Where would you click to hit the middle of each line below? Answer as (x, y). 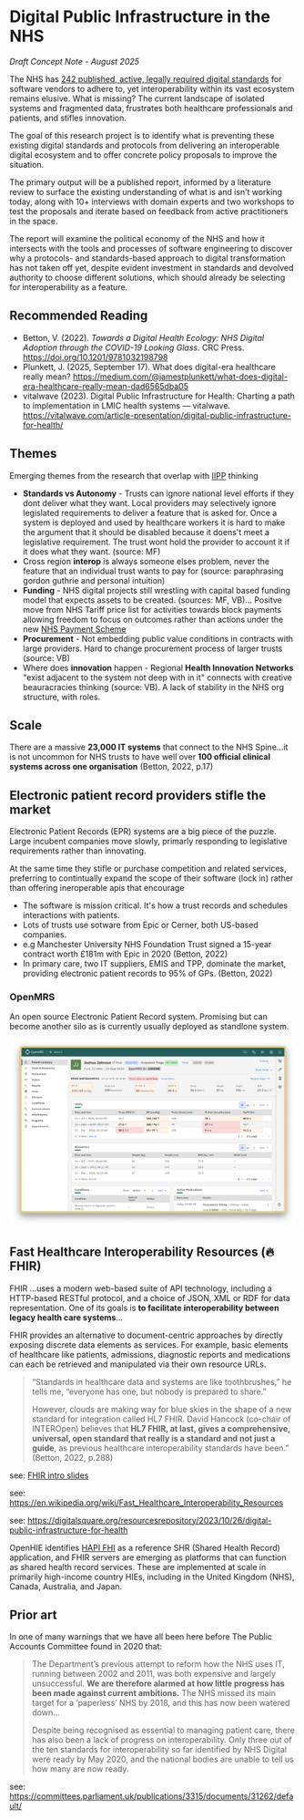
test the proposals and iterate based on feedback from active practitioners (149, 211)
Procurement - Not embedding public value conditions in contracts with (158, 638)
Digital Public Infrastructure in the (140, 17)
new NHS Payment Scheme (74, 629)
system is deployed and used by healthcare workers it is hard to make (154, 522)
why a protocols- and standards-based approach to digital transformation (147, 258)
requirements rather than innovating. (78, 851)
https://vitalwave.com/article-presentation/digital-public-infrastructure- (157, 415)
